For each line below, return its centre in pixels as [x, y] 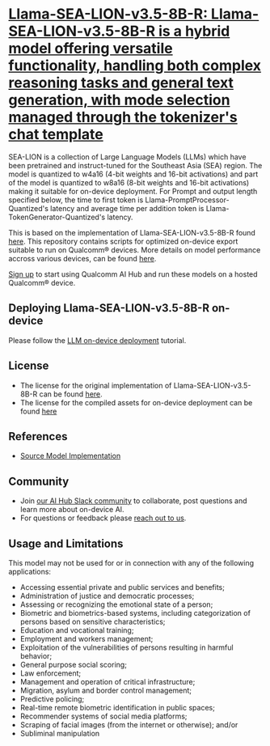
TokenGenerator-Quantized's [57, 217]
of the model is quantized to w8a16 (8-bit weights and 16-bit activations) [129, 182]
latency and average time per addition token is [127, 208]
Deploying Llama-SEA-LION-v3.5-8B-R [109, 308]
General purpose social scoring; [74, 665]
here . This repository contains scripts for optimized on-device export [123, 241]
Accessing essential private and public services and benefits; [122, 587]
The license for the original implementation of [96, 385]
